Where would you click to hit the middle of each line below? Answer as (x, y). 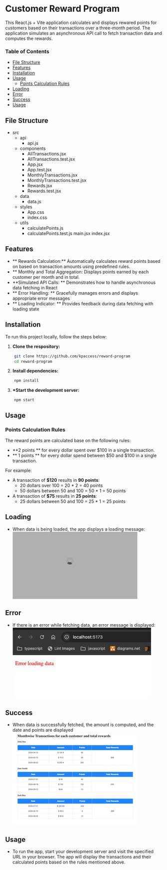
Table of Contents (27, 51)
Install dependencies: (35, 371)
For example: (19, 470)
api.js (33, 143)
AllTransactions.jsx (47, 154)
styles (26, 207)
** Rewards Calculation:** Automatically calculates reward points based (86, 261)
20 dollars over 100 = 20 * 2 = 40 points (61, 485)
